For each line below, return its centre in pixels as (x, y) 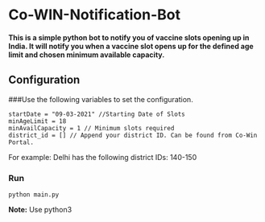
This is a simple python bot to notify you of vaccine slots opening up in (129, 37)
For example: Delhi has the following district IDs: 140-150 (103, 157)
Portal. (21, 142)
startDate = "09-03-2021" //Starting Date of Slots (97, 114)
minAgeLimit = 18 (37, 121)
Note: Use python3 (40, 209)
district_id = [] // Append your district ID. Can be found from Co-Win (133, 135)
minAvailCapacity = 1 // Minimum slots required (91, 128)
